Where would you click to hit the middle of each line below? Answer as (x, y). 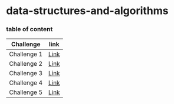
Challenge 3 (26, 73)
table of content (29, 29)
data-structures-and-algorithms (88, 11)
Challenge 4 (26, 83)
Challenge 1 (26, 54)
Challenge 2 (26, 64)
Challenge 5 (26, 92)
